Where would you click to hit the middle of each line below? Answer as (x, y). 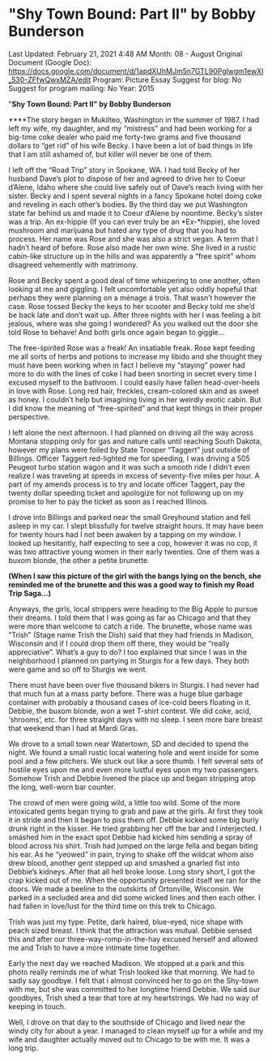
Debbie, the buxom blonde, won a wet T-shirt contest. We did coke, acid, (130, 711)
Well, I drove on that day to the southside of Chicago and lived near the (127, 1022)
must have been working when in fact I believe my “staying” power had (127, 365)
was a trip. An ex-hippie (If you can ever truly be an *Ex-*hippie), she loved (134, 221)
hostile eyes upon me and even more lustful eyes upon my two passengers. (134, 769)
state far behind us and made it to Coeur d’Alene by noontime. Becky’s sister (136, 213)
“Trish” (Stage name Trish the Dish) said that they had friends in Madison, (131, 634)
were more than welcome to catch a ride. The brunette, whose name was (130, 626)
